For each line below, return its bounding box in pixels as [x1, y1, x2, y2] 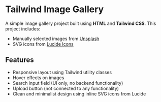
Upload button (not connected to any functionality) [12, 85, 119, 91]
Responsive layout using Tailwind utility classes [12, 69, 112, 75]
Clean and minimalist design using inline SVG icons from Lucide [12, 90, 146, 97]
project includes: [5, 25, 41, 31]
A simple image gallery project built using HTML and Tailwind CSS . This [5, 20, 156, 26]
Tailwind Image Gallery [5, 4, 104, 15]
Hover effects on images [12, 75, 65, 81]
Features [5, 56, 34, 64]
